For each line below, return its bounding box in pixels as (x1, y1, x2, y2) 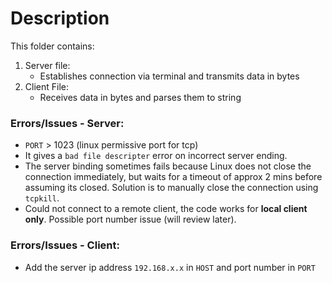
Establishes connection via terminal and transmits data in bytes (39, 70, 300, 82)
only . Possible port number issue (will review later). (24, 213, 237, 226)
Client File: (24, 80, 69, 92)
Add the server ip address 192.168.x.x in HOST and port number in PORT (24, 261, 316, 273)
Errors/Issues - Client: (10, 238, 120, 252)
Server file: (24, 59, 71, 71)
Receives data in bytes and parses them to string (39, 91, 242, 103)
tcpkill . (24, 192, 60, 204)
